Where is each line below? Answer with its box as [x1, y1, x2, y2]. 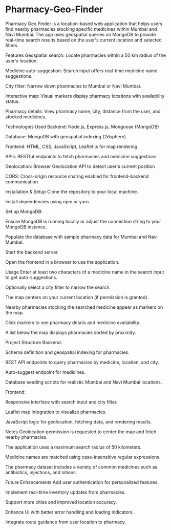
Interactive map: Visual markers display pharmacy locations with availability [5, 93, 165, 99]
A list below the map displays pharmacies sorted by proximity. [5, 329, 136, 335]
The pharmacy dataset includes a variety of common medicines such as [5, 463, 158, 470]
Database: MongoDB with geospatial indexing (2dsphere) [5, 133, 126, 139]
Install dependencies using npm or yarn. [5, 198, 91, 204]
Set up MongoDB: [5, 208, 43, 215]
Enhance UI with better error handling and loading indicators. [5, 508, 134, 515]
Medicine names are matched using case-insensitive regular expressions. [5, 454, 161, 460]
